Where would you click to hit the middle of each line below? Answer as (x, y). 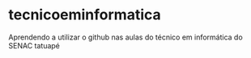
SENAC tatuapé (34, 45)
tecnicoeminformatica (85, 15)
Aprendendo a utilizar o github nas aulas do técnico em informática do (125, 37)
